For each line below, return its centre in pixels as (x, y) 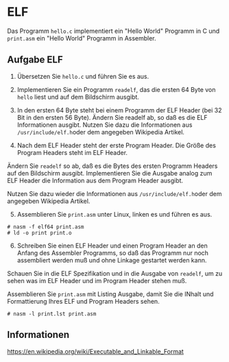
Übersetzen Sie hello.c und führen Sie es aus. (83, 76)
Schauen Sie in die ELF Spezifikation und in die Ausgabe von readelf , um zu (115, 273)
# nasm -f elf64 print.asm (46, 227)
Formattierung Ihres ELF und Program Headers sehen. (83, 301)
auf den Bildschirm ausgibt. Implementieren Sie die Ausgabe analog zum (110, 173)
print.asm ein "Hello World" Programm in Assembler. (82, 38)
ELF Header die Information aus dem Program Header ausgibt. (95, 180)
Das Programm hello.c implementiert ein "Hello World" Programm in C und (113, 31)
